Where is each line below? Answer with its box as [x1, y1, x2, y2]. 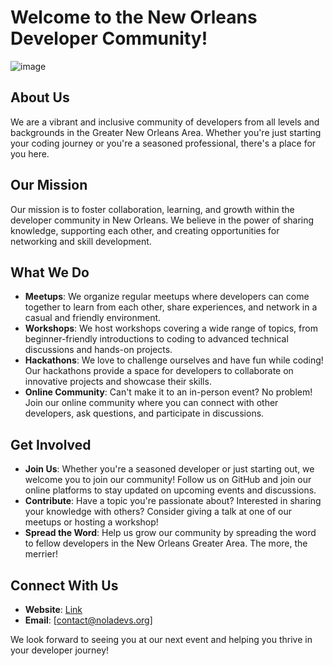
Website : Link [24, 604, 83, 615]
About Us [10, 89, 70, 106]
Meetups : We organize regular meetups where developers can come [24, 291, 310, 303]
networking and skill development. [10, 235, 152, 247]
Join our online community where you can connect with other [24, 397, 279, 409]
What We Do [10, 264, 90, 281]
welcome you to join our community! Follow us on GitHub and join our [24, 474, 312, 486]
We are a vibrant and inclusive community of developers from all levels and [10, 116, 320, 128]
